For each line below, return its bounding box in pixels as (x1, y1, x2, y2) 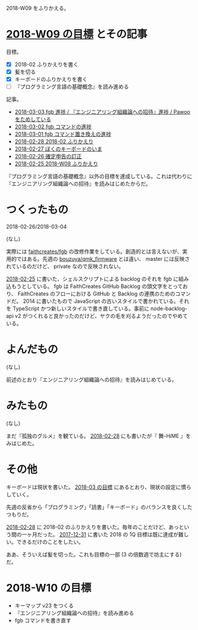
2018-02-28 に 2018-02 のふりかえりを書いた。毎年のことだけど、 (6, 523, 169, 530)
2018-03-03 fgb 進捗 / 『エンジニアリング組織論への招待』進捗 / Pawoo (14, 108, 190, 116)
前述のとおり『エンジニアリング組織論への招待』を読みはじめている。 (6, 376, 177, 383)
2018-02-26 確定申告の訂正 (14, 153, 82, 160)
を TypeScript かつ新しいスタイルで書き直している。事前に (6, 305, 150, 312)
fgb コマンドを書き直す (14, 616, 72, 623)
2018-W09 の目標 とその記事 (6, 28, 148, 41)
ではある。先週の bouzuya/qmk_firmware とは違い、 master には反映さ (16, 255, 190, 263)
